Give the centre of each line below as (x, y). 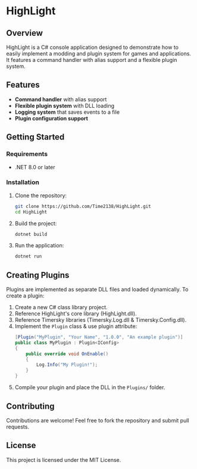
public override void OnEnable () (67, 354)
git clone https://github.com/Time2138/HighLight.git (83, 206)
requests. (18, 427)
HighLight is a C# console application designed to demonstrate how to (92, 47)
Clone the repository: (41, 195)
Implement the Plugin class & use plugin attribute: (76, 327)
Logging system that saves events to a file (67, 112)
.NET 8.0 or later (35, 167)
